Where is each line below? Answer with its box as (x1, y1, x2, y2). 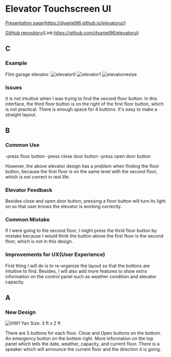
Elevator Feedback (5, 186, 52, 193)
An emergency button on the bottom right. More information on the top (5, 336, 154, 342)
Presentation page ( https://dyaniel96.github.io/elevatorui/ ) (5, 20, 126, 26)
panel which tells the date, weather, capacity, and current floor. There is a (5, 341, 160, 347)
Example (5, 59, 27, 67)
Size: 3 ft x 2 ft (30, 320, 61, 327)
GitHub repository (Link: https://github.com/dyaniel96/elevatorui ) (5, 29, 139, 36)
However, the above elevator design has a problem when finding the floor (5, 163, 159, 169)
